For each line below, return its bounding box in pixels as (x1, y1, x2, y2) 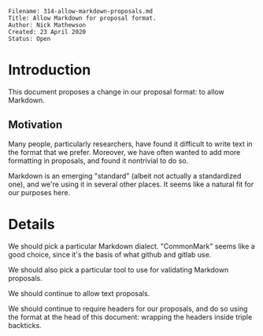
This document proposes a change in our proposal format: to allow (8, 87, 224, 96)
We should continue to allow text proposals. (8, 288, 150, 298)
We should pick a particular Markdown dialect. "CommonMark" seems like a (8, 241, 256, 251)
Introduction (8, 61, 91, 79)
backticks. (8, 320, 42, 330)
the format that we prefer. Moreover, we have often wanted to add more (8, 147, 241, 157)
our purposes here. (8, 187, 71, 197)
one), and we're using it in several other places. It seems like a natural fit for (8, 179, 254, 189)
